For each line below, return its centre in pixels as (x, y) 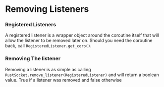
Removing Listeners (47, 9)
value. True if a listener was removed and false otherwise (64, 80)
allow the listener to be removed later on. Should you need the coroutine (79, 41)
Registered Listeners (31, 25)
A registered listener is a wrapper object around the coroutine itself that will (82, 35)
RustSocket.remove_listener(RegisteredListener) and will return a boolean (82, 75)
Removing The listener (33, 59)
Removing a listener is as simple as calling (48, 69)
